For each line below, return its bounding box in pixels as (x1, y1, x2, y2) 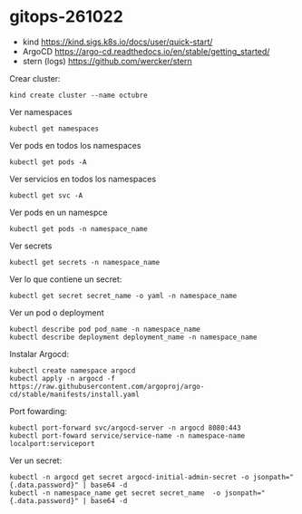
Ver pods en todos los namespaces (9, 140, 141, 150)
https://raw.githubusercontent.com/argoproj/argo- (9, 382, 205, 391)
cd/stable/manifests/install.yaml (9, 390, 141, 399)
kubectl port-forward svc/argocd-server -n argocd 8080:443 (9, 423, 242, 432)
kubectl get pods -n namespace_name (9, 224, 148, 233)
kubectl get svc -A (9, 190, 83, 200)
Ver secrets (9, 240, 53, 251)
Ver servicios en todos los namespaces (9, 173, 157, 184)
